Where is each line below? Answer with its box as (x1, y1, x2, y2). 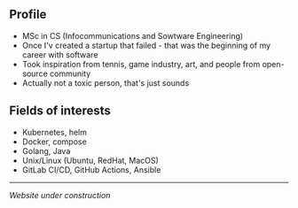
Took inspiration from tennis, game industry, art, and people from (21, 58, 261, 69)
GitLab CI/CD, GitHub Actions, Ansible (21, 164, 161, 175)
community (49, 68, 91, 79)
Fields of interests (9, 104, 111, 119)
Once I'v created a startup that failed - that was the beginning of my (21, 40, 271, 50)
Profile (9, 7, 47, 22)
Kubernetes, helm (21, 127, 87, 137)
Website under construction (9, 189, 111, 200)
